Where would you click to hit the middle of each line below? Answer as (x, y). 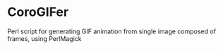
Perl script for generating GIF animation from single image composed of (112, 31)
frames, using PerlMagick (45, 38)
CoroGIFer (38, 12)
